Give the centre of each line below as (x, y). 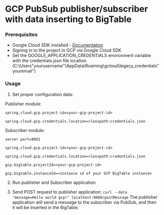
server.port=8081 (23, 139)
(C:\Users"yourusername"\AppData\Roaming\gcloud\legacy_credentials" (85, 66)
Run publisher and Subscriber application (54, 182)
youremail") (24, 71)
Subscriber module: (25, 130)
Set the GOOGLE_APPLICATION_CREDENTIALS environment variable (81, 56)
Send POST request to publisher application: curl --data (70, 192)
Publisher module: (23, 104)
